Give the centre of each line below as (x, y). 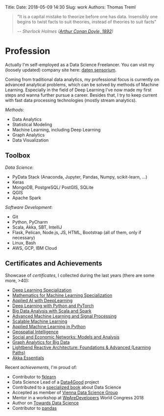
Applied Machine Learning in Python (49, 326)
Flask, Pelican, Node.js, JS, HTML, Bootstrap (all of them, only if (77, 232)
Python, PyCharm (30, 222)
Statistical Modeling (32, 124)
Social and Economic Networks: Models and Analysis (66, 337)
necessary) (23, 237)
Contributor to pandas (35, 408)
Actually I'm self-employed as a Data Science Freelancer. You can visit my (80, 65)
